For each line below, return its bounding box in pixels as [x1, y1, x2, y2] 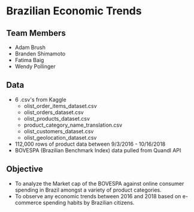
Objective [6, 164, 44, 174]
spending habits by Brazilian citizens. [43, 199, 135, 206]
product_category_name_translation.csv [23, 121, 123, 128]
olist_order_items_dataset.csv [23, 102, 97, 109]
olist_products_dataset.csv [23, 115, 90, 122]
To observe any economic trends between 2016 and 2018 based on [14, 192, 181, 199]
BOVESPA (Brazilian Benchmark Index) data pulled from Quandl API [14, 146, 181, 153]
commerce [14, 199, 42, 206]
